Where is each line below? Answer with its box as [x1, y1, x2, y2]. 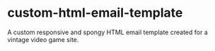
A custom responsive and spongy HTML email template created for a [7, 28, 208, 36]
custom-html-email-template [7, 5, 183, 21]
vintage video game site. [7, 35, 79, 43]
